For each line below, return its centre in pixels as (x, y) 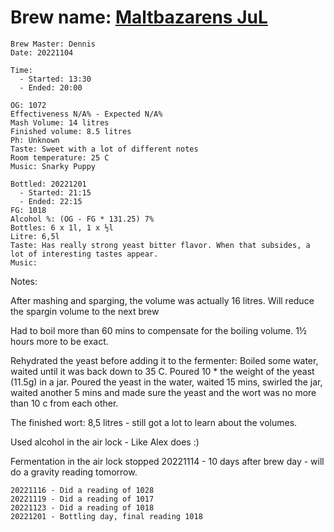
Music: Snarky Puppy (53, 166)
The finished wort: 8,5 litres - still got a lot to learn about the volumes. (154, 422)
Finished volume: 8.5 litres (71, 131)
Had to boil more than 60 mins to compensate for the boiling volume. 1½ (158, 330)
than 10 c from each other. (64, 403)
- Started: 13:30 (55, 79)
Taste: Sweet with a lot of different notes (104, 149)
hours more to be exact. (59, 341)
